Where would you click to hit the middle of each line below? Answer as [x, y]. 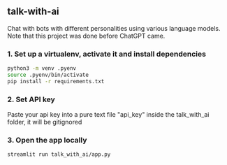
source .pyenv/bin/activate [48, 75]
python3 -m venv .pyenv [42, 69]
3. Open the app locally [47, 140]
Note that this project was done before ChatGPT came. [86, 36]
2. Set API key [31, 99]
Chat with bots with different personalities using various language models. [114, 28]
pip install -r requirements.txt [56, 81]
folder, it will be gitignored [45, 122]
